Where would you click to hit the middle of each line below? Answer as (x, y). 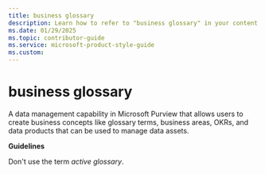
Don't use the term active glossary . (66, 161)
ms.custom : (26, 52)
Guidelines (27, 146)
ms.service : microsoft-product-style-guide (82, 45)
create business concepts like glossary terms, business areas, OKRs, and (129, 122)
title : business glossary (51, 15)
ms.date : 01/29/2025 (43, 30)
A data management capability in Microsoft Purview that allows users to (126, 114)
